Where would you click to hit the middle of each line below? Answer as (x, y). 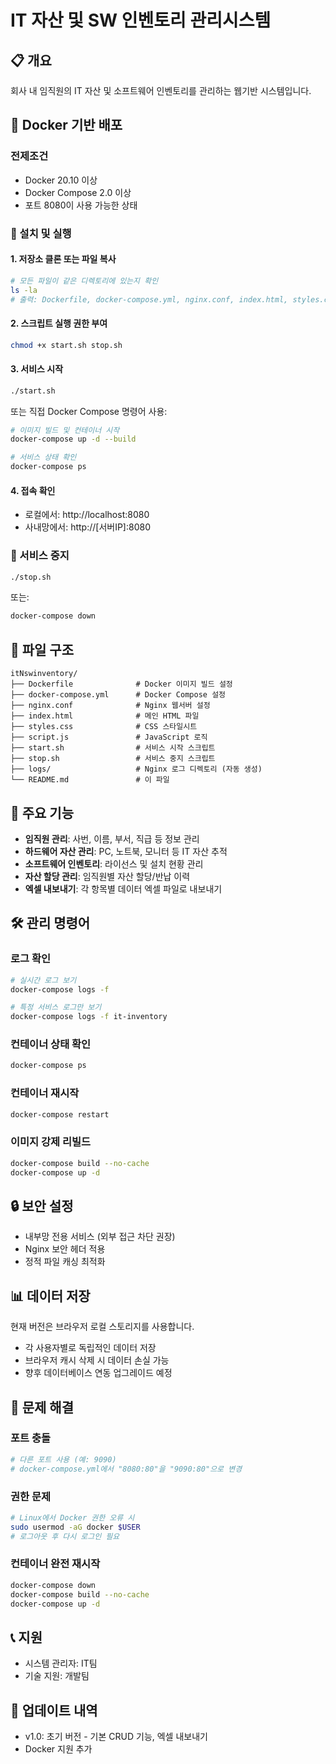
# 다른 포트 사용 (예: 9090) (63, 1459)
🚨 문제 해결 (42, 1407)
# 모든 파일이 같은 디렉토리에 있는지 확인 (84, 281)
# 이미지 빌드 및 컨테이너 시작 (65, 430)
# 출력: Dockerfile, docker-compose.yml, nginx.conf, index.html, (149, 299)
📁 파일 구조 (42, 649)
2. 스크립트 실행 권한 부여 (59, 323)
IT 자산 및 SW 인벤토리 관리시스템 (141, 20)
